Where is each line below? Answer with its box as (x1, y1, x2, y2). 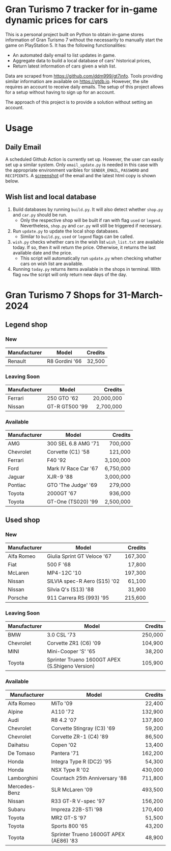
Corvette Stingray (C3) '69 (51, 724, 116, 731)
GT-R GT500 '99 (46, 403, 88, 410)
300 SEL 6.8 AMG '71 (46, 440, 100, 447)
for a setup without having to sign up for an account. (5, 89, 116, 95)
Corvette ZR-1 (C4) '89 (51, 733, 108, 740)
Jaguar (8, 474, 25, 481)
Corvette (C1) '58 (46, 448, 90, 456)
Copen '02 (51, 741, 77, 748)
